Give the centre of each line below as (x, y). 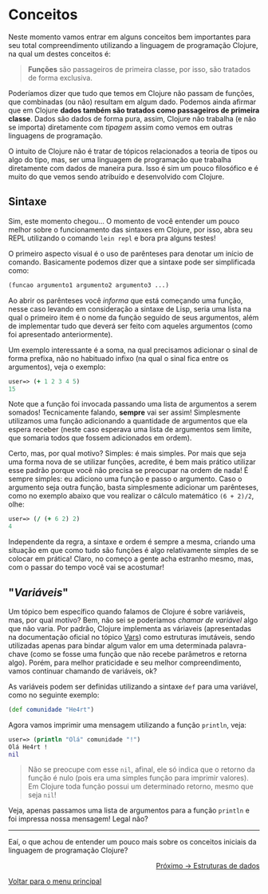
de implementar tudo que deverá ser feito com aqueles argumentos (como (130, 326)
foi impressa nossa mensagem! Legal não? (79, 819)
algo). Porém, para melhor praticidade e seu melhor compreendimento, (125, 662)
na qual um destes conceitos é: (60, 54)
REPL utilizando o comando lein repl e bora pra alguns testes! (112, 238)
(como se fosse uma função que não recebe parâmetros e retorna (138, 654)
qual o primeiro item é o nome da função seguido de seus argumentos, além (134, 317)
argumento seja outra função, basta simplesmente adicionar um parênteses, (134, 487)
